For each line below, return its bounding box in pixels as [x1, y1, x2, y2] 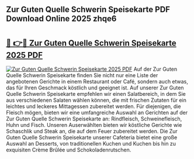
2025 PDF [6, 50, 43, 60]
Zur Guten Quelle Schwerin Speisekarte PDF [6, 5, 171, 15]
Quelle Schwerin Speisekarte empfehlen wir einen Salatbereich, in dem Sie [6, 91, 186, 97]
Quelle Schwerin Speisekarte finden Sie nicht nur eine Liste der [6, 72, 158, 78]
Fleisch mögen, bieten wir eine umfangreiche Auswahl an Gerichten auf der [6, 109, 188, 116]
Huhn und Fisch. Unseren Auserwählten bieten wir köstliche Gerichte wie [6, 122, 182, 128]
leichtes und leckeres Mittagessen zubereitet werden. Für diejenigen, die [6, 103, 181, 110]
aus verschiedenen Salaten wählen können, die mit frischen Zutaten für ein [6, 96, 187, 103]
